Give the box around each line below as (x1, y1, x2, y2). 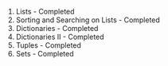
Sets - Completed (15, 49, 74, 58)
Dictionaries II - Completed (15, 32, 105, 41)
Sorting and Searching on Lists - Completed (15, 15, 161, 25)
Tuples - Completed (15, 41, 82, 50)
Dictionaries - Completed (15, 24, 99, 33)
